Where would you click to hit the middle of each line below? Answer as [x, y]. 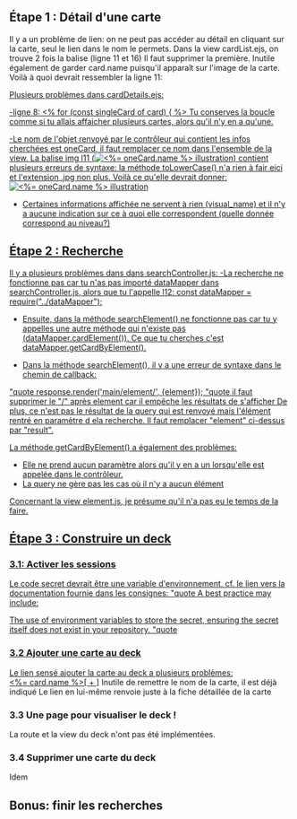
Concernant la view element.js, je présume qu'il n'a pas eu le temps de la [144, 501]
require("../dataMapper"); [56, 301]
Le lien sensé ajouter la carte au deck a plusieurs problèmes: [121, 672]
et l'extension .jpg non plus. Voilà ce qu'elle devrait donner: [119, 177]
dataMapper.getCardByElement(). [84, 347]
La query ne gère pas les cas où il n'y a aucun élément [123, 484]
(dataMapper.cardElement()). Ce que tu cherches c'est [123, 337]
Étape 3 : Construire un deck [90, 539]
